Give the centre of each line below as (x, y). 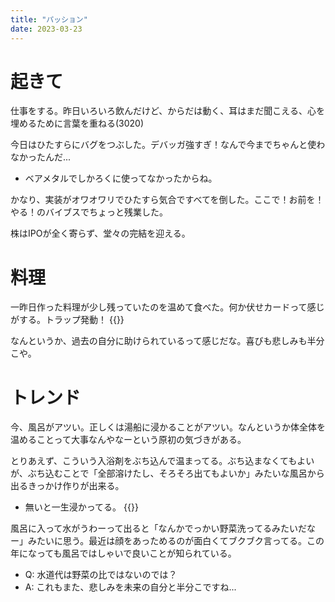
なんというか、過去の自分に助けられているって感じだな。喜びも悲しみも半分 (167, 341)
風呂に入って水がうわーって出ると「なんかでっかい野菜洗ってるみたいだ (158, 528)
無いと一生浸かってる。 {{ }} (81, 507)
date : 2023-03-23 (46, 29)
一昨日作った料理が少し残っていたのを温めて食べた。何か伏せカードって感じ (167, 307)
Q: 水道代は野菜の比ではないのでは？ (101, 575)
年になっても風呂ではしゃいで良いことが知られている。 (123, 553)
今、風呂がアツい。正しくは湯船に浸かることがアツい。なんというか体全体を (168, 427)
